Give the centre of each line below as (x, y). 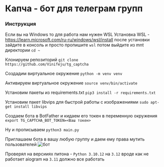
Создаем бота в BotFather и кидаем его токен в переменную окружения (81, 116)
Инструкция (21, 24)
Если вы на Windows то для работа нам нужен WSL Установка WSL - (77, 34)
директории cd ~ (23, 50)
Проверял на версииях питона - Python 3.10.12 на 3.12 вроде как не (77, 154)
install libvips (31, 107)
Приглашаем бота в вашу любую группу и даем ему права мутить (75, 139)
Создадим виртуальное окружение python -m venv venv (64, 74)
